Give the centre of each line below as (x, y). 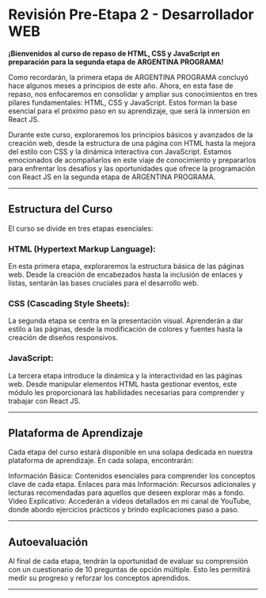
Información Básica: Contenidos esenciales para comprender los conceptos (132, 476)
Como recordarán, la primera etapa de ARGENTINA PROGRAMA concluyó (128, 77)
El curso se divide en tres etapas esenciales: (81, 228)
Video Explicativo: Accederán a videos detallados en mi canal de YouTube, (130, 501)
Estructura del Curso (61, 209)
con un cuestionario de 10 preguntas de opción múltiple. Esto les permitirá (129, 569)
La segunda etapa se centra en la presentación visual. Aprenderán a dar (126, 321)
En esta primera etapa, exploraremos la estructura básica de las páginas (126, 266)
